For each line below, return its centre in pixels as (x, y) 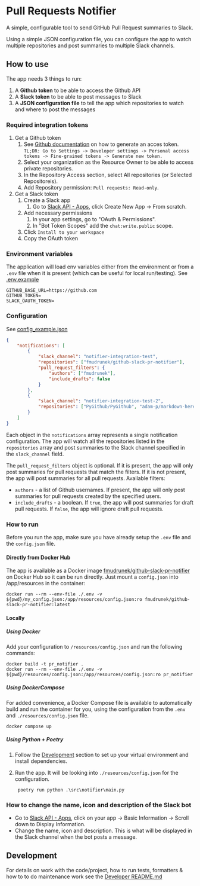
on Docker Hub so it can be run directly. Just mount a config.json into (92, 577)
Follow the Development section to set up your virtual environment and (101, 754)
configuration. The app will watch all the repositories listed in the (85, 441)
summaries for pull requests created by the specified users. (88, 496)
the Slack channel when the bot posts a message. (76, 837)
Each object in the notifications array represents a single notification (92, 435)
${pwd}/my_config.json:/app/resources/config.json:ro (74, 600)
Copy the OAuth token (51, 239)
